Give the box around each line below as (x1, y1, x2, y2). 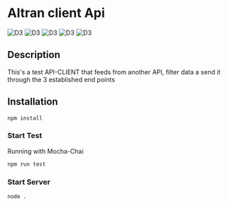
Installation (7, 96, 58, 108)
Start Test (7, 131, 43, 141)
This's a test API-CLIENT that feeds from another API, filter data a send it (7, 67, 221, 76)
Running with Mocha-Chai (7, 147, 84, 155)
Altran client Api (7, 5, 105, 21)
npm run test (7, 161, 46, 168)
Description (7, 49, 60, 61)
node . (7, 193, 27, 200)
